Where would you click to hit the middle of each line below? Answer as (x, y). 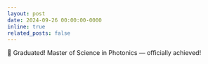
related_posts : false (39, 33)
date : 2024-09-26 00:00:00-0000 (54, 20)
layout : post (26, 14)
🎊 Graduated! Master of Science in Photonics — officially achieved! (104, 53)
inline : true (26, 26)
